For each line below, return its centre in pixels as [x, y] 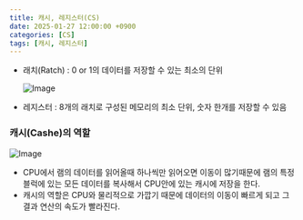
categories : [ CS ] [42, 35]
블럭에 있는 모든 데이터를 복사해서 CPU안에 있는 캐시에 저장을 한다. [141, 184]
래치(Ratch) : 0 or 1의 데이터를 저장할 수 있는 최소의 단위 [122, 70]
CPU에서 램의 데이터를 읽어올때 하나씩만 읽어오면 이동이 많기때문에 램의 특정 [158, 172]
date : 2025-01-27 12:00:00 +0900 [73, 26]
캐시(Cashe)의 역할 [50, 133]
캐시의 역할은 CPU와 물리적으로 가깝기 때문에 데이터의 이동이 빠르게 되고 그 [156, 195]
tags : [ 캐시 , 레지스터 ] [49, 43]
